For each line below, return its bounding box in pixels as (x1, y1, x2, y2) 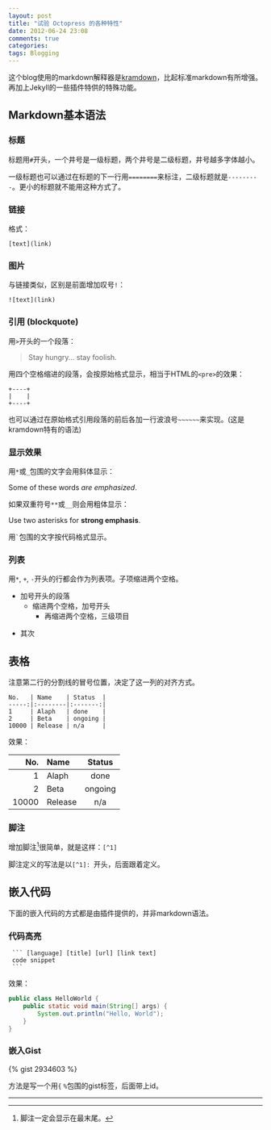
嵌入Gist (8, 1045, 42, 1057)
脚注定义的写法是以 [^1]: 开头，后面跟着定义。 (8, 859, 165, 868)
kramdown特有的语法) (8, 425, 82, 434)
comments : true (8, 34, 60, 43)
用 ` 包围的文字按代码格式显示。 (8, 532, 111, 542)
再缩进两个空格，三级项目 (44, 611, 130, 621)
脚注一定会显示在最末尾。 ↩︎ (19, 1113, 114, 1123)
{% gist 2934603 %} (8, 1064, 78, 1073)
